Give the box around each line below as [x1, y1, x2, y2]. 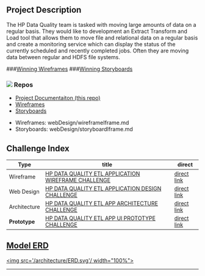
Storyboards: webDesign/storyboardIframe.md [15, 126, 133, 133]
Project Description [6, 5, 82, 15]
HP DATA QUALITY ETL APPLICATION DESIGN [45, 185, 162, 192]
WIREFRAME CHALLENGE [45, 176, 111, 183]
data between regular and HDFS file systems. [6, 53, 120, 60]
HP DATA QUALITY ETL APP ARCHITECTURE [45, 200, 159, 207]
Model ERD [6, 241, 49, 251]
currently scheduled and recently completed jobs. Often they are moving [6, 47, 189, 54]
